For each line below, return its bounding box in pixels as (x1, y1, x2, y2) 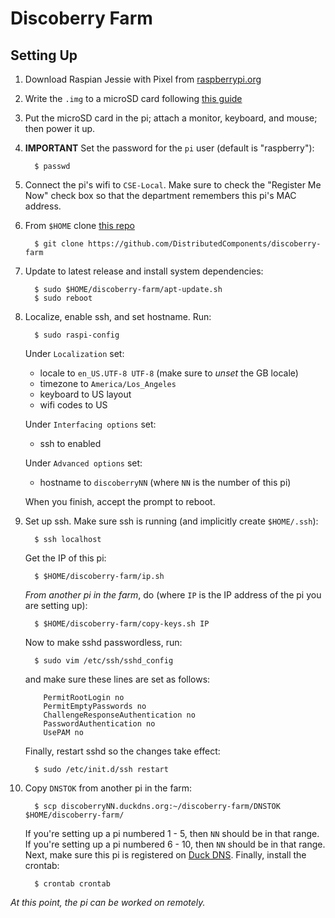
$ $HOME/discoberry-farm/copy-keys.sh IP (34, 619, 210, 629)
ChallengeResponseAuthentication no (43, 710, 196, 720)
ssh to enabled (39, 438, 102, 449)
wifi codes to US (39, 399, 108, 411)
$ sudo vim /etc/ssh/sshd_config (34, 656, 174, 666)
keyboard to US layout (39, 388, 132, 400)
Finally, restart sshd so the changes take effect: (24, 745, 221, 757)
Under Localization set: (24, 348, 125, 359)
